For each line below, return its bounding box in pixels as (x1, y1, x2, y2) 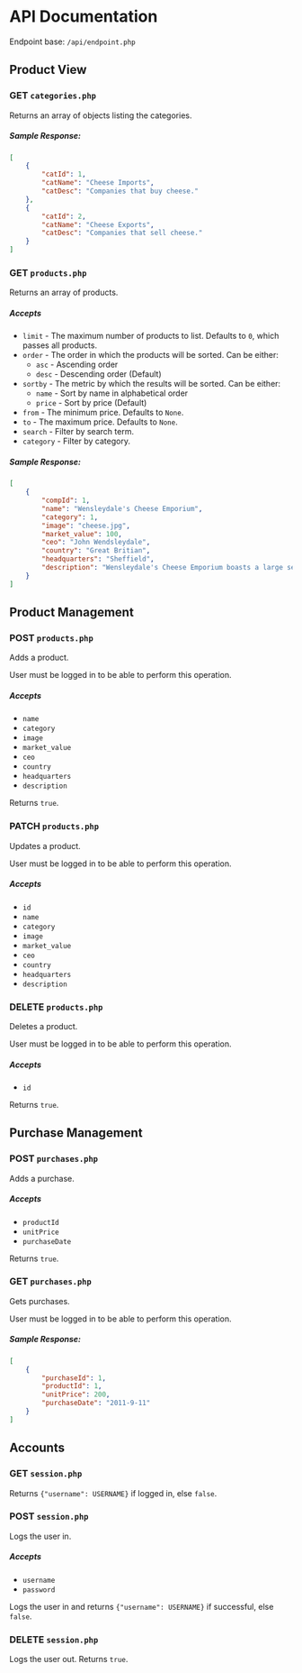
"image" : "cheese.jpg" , (41, 521, 130, 530)
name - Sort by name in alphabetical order (35, 388, 189, 398)
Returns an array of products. (9, 287, 119, 298)
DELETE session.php (9, 1633, 99, 1646)
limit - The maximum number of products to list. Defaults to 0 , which (22, 331, 280, 342)
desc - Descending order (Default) (35, 369, 162, 379)
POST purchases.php (9, 1152, 99, 1165)
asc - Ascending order (35, 359, 119, 370)
